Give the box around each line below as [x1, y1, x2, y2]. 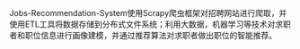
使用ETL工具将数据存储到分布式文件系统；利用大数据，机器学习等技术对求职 [9, 19, 292, 29]
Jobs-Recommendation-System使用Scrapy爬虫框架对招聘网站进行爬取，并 [9, 8, 287, 18]
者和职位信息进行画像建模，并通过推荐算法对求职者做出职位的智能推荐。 [9, 30, 277, 40]
